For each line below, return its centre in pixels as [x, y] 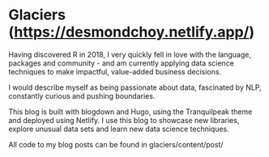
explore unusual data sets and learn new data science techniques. [119, 129]
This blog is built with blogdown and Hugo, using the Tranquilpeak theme [130, 112]
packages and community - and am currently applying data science [122, 63]
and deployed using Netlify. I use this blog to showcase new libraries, [124, 120]
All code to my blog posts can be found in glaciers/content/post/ [116, 144]
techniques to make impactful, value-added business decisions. [115, 71]
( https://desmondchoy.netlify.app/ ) [132, 32]
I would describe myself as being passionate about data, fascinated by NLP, [135, 87]
